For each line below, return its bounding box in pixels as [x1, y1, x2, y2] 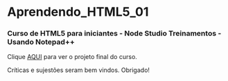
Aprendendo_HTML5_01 [7, 4, 149, 20]
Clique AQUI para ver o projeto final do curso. [7, 53, 137, 61]
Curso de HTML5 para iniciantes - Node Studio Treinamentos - [7, 29, 222, 38]
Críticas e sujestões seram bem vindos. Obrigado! [7, 66, 150, 74]
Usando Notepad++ [7, 37, 75, 47]
